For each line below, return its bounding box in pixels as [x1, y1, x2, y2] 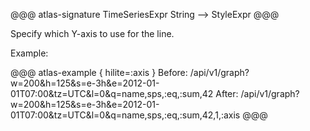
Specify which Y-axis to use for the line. [10, 28, 175, 39]
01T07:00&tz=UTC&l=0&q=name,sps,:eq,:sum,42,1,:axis [10, 109, 241, 121]
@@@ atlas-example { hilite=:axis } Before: [10, 67, 188, 78]
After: [215, 88, 239, 99]
